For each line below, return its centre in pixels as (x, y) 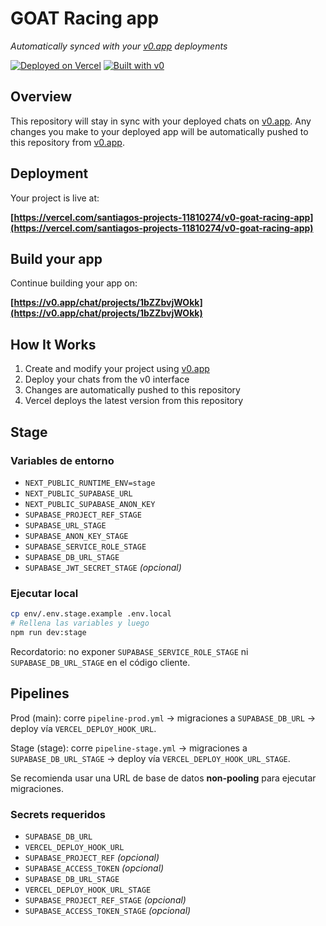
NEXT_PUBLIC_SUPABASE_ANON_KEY (90, 504)
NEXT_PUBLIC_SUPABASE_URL (78, 493)
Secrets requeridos (58, 814)
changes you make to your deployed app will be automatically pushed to (159, 131)
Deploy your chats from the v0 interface (107, 379)
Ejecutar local (44, 593)
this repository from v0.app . (67, 142)
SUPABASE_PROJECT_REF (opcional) (92, 857)
